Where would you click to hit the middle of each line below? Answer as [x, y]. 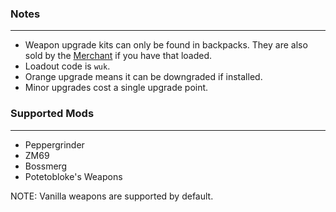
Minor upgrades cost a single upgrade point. [116, 88]
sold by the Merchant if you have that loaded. [118, 56]
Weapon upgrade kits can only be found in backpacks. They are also [166, 45]
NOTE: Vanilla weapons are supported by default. [112, 196]
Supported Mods [52, 114]
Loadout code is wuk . [67, 66]
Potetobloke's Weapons [73, 176]
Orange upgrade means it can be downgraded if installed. [143, 77]
